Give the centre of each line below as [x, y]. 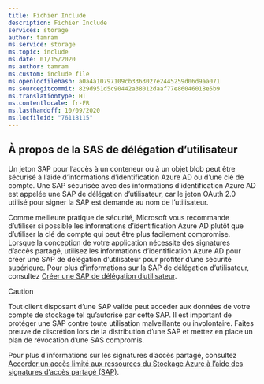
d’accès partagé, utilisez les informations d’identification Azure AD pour [125, 251]
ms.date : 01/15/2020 [42, 60]
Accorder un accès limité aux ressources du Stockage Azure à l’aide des [126, 364]
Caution [21, 291]
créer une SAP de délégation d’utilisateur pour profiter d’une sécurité [120, 259]
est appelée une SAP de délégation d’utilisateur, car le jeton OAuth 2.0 [122, 194]
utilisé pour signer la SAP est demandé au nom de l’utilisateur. [108, 202]
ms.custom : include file [49, 74]
